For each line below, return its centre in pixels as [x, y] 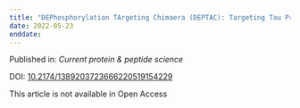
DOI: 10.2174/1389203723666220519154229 [91, 77]
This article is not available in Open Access [88, 94]
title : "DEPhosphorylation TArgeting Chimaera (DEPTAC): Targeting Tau [145, 17]
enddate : [25, 34]
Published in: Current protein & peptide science [96, 60]
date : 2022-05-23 [42, 26]
